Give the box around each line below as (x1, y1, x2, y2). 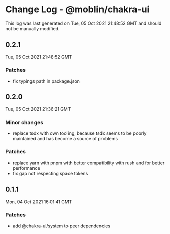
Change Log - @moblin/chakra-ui (5, 4, 150, 15)
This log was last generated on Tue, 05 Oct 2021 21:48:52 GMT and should (5, 20, 162, 26)
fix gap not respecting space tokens (12, 171, 88, 177)
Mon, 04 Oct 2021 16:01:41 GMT (5, 199, 72, 205)
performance (12, 165, 41, 171)
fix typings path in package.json (12, 78, 80, 84)
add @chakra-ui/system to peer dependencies (12, 223, 111, 229)
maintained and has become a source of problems (12, 136, 118, 142)
